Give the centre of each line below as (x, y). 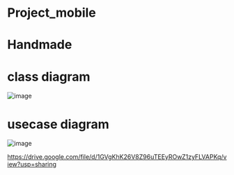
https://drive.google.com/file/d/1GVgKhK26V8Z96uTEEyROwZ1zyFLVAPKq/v (117, 157)
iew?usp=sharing (32, 165)
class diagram (49, 76)
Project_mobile (52, 13)
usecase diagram (58, 124)
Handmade (40, 45)
